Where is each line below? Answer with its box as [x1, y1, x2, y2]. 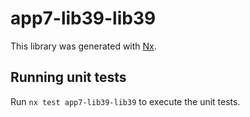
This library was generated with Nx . [10, 40, 157, 52]
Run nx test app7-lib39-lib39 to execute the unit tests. [10, 95, 241, 107]
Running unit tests [10, 69, 127, 86]
